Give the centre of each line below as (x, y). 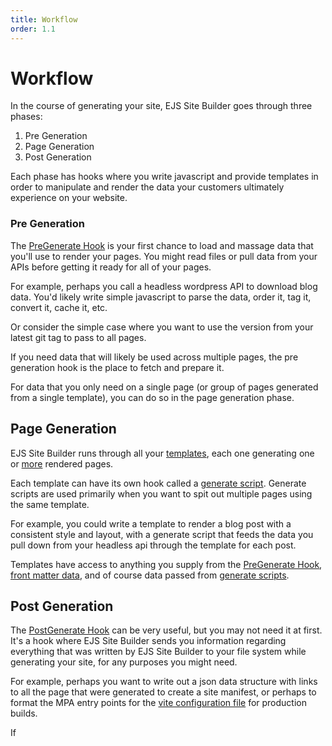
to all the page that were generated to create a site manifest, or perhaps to (163, 692)
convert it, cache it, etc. (59, 307)
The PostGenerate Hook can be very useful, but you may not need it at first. (166, 630)
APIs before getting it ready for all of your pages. (111, 267)
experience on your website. (69, 198)
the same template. (50, 504)
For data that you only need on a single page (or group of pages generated (164, 387)
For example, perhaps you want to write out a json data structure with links (164, 682)
